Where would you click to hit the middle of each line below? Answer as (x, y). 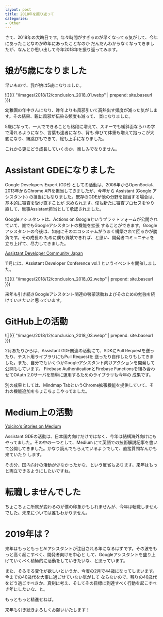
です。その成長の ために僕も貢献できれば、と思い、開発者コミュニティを (81, 238)
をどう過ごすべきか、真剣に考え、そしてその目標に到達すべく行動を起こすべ (81, 583)
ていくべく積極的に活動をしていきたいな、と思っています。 (68, 560)
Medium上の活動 (39, 413)
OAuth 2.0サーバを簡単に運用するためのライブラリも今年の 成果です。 (83, 375)
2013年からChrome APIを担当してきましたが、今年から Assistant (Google (78, 191)
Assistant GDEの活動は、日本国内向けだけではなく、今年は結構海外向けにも (81, 436)
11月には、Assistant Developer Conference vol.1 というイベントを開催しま (79, 263)
